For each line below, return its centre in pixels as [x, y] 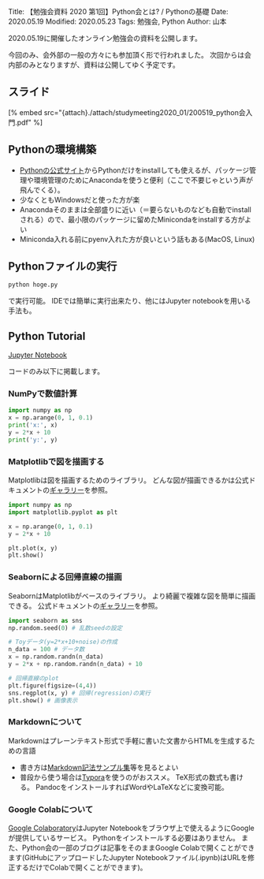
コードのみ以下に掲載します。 [56, 371]
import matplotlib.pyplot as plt [63, 512]
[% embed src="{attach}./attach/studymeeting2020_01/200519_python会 [127, 112]
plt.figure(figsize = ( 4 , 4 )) [52, 685]
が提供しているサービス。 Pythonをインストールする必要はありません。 [124, 837]
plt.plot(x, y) [33, 548]
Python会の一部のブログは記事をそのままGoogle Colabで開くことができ [138, 847]
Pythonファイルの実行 [63, 266]
